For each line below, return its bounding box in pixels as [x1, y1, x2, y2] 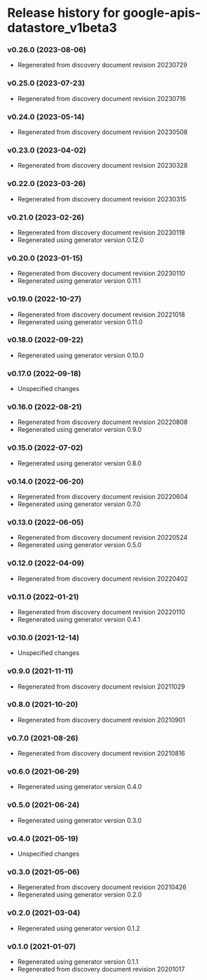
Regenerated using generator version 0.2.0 [17, 890, 142, 899]
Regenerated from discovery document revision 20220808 [17, 418, 188, 426]
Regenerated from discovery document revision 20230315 [17, 194, 187, 203]
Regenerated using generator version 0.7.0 [17, 500, 141, 508]
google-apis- [122, 5, 201, 21]
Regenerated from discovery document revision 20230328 [17, 161, 188, 170]
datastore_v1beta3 [7, 20, 117, 36]
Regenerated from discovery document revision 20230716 [17, 94, 186, 102]
